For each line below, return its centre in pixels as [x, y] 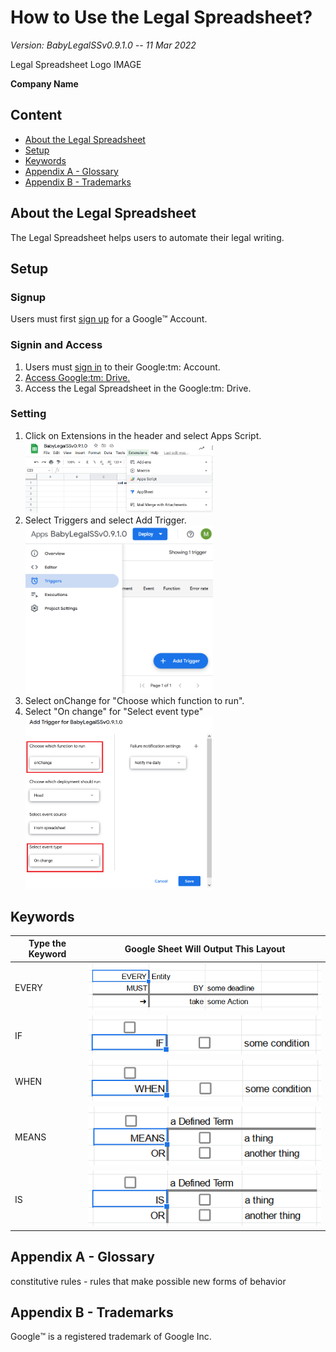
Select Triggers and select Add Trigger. [105, 520]
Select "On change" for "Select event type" [114, 711]
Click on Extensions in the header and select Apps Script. [143, 435]
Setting [28, 414]
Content [36, 115]
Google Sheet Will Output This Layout [205, 948]
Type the [47, 943]
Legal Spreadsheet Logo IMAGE [76, 64]
